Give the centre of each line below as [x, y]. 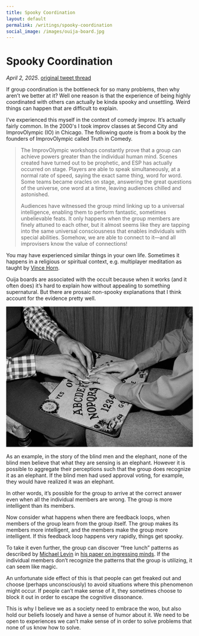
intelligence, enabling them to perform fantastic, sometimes [93, 212]
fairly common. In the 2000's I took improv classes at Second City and [92, 126]
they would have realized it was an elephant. [60, 482]
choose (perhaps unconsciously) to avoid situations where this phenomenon [99, 584]
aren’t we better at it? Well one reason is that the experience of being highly [98, 96]
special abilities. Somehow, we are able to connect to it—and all [98, 238]
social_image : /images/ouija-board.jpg [55, 31]
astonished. [35, 194]
